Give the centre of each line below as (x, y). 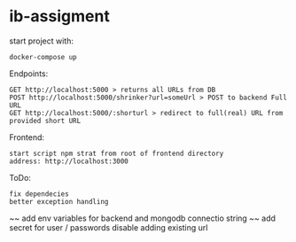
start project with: (41, 41)
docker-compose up (43, 57)
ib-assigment (60, 16)
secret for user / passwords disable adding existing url (109, 227)
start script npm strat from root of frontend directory (117, 153)
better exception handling (59, 201)
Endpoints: (29, 74)
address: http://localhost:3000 (69, 161)
